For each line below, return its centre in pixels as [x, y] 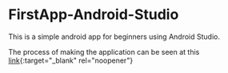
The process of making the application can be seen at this [104, 52]
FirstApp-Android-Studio [94, 15]
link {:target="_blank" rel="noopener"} [71, 60]
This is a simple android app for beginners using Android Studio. [114, 36]
